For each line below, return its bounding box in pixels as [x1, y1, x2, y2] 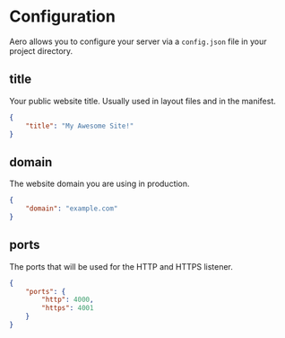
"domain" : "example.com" [25, 204, 118, 213]
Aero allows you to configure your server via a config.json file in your [9, 36, 267, 47]
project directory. [9, 45, 73, 56]
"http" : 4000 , [41, 295, 94, 305]
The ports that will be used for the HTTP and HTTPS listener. [9, 261, 233, 271]
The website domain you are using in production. [9, 178, 190, 190]
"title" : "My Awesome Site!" [25, 121, 134, 130]
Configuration [9, 6, 117, 27]
